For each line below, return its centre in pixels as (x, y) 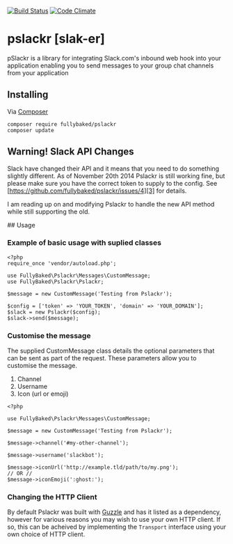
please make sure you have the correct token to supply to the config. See (112, 183)
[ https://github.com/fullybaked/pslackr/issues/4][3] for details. (97, 191)
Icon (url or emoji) (43, 394)
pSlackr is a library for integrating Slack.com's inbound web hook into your (114, 58)
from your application (38, 72)
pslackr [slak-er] (56, 39)
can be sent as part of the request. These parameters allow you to (102, 358)
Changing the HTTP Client (52, 497)
